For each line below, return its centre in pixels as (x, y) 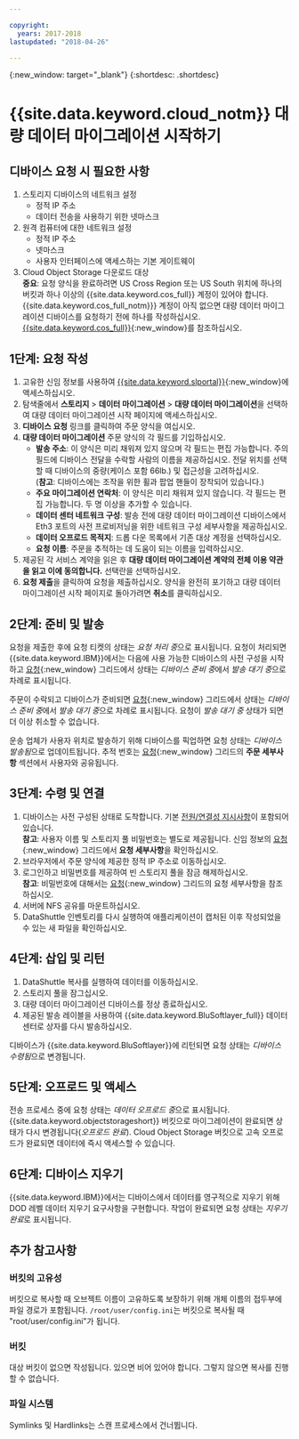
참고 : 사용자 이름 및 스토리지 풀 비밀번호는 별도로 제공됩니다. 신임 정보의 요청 (155, 838)
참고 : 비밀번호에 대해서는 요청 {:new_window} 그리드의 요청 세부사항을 (144, 883)
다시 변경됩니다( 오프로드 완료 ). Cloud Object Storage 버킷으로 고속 (143, 1132)
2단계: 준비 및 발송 (57, 624)
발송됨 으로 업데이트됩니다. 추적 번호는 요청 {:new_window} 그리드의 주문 (135, 752)
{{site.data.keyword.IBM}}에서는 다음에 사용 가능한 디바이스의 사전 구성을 (139, 658)
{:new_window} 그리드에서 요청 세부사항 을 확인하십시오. (121, 850)
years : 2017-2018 (49, 33)
